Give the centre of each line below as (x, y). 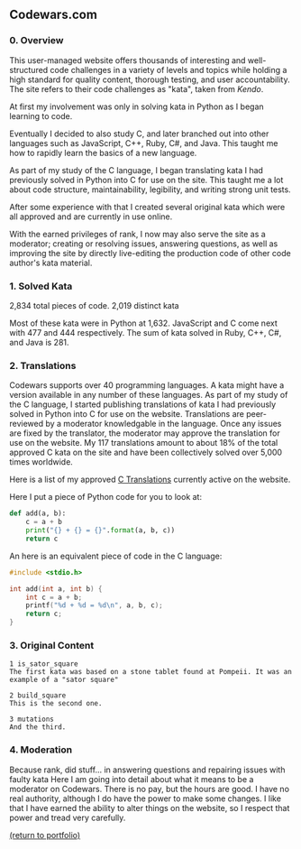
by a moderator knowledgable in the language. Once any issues (163, 424)
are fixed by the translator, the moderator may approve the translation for (145, 433)
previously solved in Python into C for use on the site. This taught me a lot (146, 180)
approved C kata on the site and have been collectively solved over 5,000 (146, 452)
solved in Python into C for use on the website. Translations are (127, 414)
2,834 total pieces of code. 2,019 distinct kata (94, 305)
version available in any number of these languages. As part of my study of (149, 395)
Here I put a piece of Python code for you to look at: (106, 497)
